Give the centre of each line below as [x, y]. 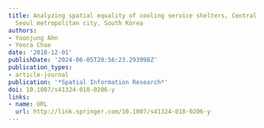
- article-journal [38, 75]
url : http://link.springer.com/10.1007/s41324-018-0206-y [113, 112]
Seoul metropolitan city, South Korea [80, 23]
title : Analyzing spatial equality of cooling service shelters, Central [133, 16]
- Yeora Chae [30, 45]
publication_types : [40, 68]
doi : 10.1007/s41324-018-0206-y [61, 89]
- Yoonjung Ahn [33, 38]
